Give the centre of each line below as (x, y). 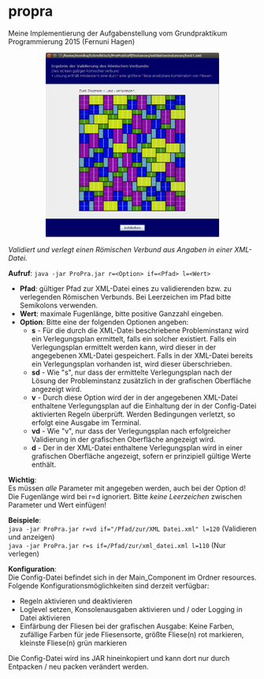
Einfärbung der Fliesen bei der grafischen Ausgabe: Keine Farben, (127, 626)
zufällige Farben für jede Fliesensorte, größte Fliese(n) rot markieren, (132, 635)
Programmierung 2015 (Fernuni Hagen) (72, 41)
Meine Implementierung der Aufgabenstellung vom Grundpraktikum (118, 33)
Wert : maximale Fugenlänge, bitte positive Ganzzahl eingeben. (121, 314)
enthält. (44, 464)
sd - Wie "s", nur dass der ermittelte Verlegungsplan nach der (132, 372)
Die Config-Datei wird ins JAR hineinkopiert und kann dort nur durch (119, 658)
